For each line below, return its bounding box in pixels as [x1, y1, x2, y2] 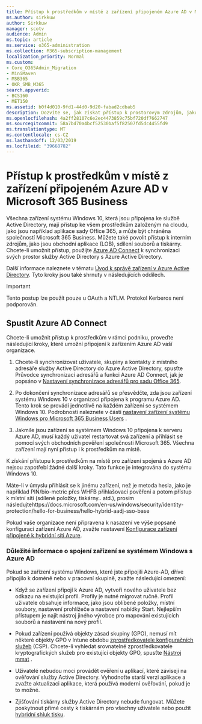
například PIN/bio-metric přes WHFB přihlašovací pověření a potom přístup [6, 488, 192, 495]
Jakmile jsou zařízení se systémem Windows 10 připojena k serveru [14, 427, 183, 434]
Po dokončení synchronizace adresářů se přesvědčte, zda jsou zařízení [14, 389, 192, 397]
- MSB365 [6, 76, 28, 82]
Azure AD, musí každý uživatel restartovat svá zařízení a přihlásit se [14, 433, 183, 440]
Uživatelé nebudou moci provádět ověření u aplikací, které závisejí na [14, 667, 187, 674]
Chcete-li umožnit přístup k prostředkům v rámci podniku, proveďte [6, 334, 174, 341]
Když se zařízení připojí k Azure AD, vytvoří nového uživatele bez [14, 586, 177, 593]
